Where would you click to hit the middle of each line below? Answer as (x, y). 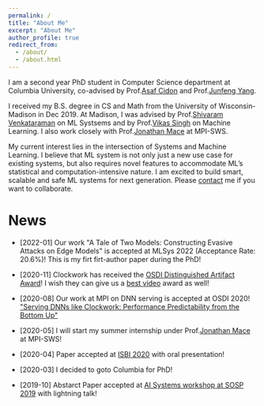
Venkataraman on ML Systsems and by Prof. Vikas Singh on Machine (119, 123)
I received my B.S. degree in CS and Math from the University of (113, 106)
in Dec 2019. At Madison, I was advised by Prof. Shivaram (131, 114)
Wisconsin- (237, 106)
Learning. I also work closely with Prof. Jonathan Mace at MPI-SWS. (118, 131)
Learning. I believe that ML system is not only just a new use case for (121, 154)
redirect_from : (33, 45)
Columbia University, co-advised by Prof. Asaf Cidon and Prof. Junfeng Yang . (132, 90)
